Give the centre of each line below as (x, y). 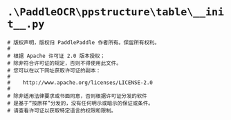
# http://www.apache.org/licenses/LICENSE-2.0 (80, 82)
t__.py (26, 24)
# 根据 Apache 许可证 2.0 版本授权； (56, 56)
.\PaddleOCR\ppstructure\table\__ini (116, 12)
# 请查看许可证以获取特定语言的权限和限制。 (62, 110)
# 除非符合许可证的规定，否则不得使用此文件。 (65, 63)
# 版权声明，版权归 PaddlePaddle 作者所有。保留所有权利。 (84, 42)
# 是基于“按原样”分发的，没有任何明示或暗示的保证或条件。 (80, 103)
